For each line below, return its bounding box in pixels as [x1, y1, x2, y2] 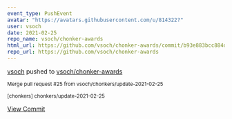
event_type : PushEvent [7, 10, 72, 17]
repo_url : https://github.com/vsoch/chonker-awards [7, 49, 159, 56]
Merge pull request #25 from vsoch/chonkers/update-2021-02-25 [7, 80, 164, 87]
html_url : [7, 42, 36, 49]
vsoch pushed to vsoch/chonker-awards [7, 67, 123, 76]
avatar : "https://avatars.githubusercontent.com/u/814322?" [7, 17, 184, 23]
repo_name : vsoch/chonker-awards [7, 36, 104, 43]
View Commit [7, 105, 46, 113]
